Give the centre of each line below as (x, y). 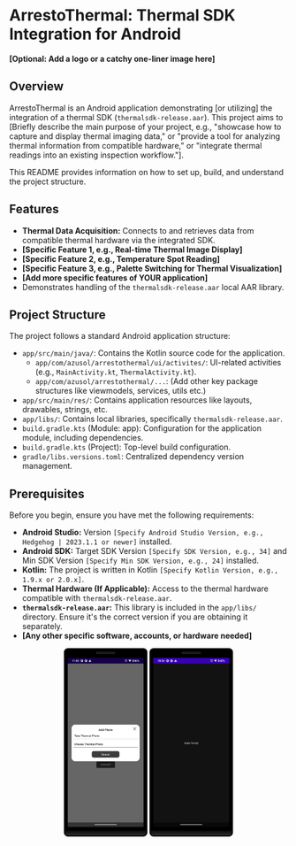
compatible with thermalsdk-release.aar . (97, 598)
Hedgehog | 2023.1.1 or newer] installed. (97, 542)
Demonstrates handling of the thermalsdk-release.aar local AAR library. (153, 287)
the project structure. (48, 181)
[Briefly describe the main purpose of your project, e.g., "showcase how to (145, 127)
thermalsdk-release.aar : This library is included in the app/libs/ (140, 608)
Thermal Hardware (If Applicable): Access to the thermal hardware (145, 588)
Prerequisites (47, 493)
